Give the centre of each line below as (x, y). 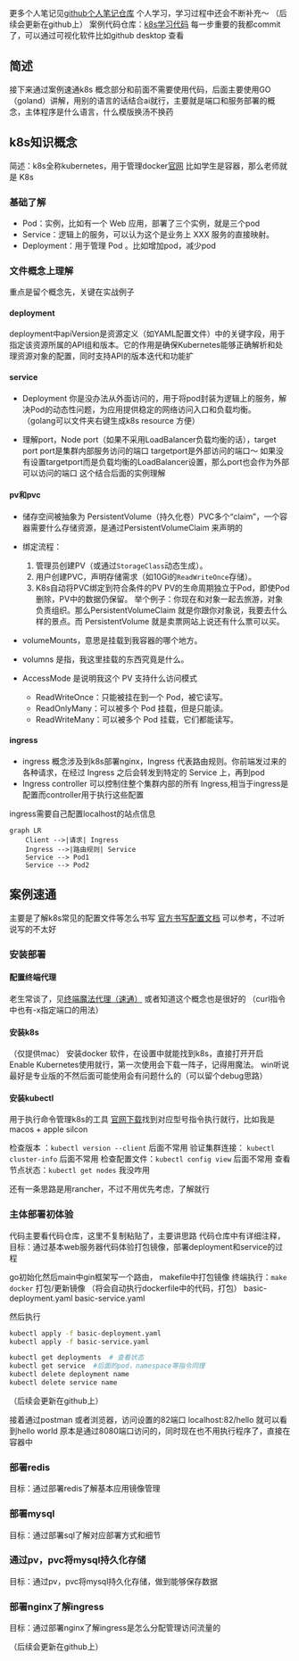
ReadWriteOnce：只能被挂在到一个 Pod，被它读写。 (131, 697)
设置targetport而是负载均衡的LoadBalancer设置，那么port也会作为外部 (160, 461)
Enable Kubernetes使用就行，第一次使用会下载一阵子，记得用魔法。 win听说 (149, 1065)
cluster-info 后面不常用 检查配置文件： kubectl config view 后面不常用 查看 (150, 1159)
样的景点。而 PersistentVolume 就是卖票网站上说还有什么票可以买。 (160, 621)
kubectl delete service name (63, 1383)
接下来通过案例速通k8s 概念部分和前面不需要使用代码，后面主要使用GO (140, 89)
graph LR (25, 831)
